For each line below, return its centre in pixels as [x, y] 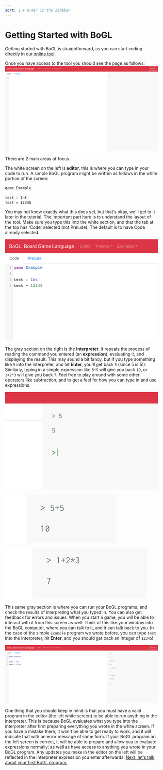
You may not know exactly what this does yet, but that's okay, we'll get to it [80, 212]
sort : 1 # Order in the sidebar [38, 10]
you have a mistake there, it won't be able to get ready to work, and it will [78, 731]
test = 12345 [18, 203]
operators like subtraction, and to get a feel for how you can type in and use [81, 380]
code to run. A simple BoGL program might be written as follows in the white [81, 174]
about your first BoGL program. [36, 763]
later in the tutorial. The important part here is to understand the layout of [78, 217]
